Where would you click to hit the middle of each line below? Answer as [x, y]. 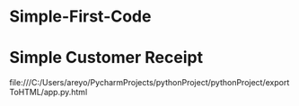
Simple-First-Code [80, 17]
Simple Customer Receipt [106, 58]
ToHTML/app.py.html [48, 93]
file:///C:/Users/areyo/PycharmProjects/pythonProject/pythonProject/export [149, 83]
